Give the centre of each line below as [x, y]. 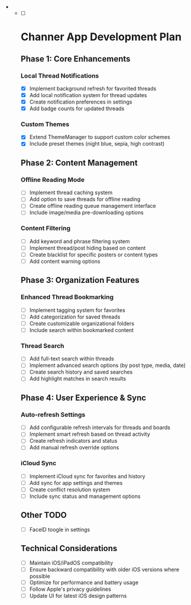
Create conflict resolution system [70, 490]
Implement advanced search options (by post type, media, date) [108, 365]
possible [40, 576]
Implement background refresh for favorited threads [93, 88]
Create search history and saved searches [81, 372]
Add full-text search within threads [72, 359]
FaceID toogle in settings [60, 529]
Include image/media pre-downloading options [86, 213]
